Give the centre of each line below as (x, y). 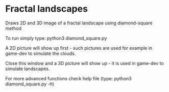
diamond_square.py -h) (30, 84)
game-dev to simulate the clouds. (41, 53)
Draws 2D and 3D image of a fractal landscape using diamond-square (79, 23)
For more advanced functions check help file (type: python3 (68, 78)
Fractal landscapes (47, 9)
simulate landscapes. (28, 69)
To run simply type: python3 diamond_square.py (56, 38)
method (14, 28)
